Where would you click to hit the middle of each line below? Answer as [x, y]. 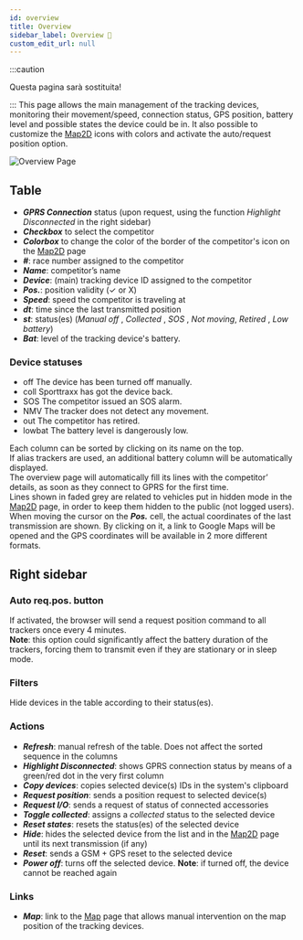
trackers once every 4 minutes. [68, 630]
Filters [24, 682]
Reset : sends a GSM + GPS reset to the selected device [127, 853]
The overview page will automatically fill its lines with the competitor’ [139, 477]
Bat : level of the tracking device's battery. [101, 338]
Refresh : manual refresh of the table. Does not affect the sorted [142, 746]
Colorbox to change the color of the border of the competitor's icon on [156, 241]
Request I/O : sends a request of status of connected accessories [146, 805]
